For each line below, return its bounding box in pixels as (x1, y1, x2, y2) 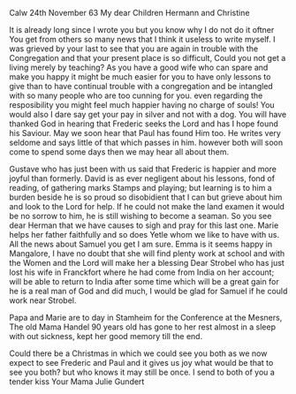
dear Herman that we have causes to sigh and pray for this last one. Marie (9, 220, 279, 231)
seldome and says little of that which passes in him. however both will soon (9, 137, 284, 148)
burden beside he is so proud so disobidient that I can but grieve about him (9, 192, 283, 202)
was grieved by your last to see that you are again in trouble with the (9, 43, 259, 54)
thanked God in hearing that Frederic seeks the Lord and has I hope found (9, 118, 278, 129)
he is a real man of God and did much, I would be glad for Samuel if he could (9, 286, 288, 296)
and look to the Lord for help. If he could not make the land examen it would (9, 201, 285, 211)
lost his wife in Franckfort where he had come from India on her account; (9, 267, 275, 277)
